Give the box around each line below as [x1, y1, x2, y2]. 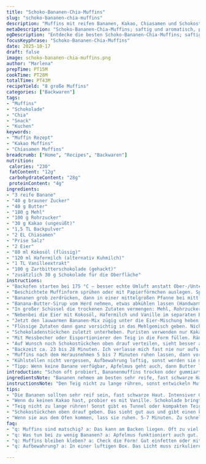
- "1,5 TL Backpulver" [6, 226, 64, 232]
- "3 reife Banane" [6, 192, 56, 198]
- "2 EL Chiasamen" [6, 232, 56, 238]
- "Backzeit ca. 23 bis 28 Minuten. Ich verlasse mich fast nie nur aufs [6, 346, 199, 352]
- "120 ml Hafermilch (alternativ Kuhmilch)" [6, 254, 124, 261]
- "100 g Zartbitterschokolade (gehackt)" [6, 266, 116, 272]
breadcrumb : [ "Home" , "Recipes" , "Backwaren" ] [6, 152, 128, 158]
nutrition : [6, 157, 34, 163]
